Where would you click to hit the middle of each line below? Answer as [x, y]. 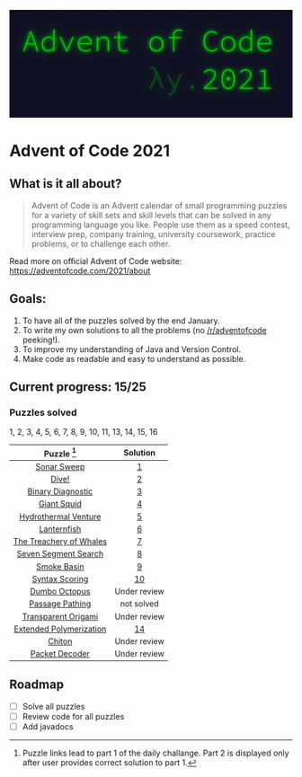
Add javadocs [48, 726]
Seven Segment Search [60, 554]
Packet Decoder [60, 654]
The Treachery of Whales [60, 542]
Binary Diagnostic [60, 491]
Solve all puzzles [53, 706]
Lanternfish [60, 529]
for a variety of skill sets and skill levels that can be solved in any [151, 215]
